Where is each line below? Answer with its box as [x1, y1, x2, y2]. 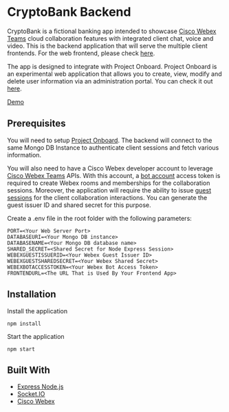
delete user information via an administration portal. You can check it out [7, 77, 213, 85]
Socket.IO [17, 390, 45, 398]
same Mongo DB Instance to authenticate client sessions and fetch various [7, 143, 219, 152]
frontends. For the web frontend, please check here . [7, 49, 155, 57]
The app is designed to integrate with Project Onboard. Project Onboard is [7, 62, 217, 70]
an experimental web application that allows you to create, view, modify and [7, 70, 222, 78]
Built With [7, 364, 50, 376]
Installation [7, 288, 56, 300]
